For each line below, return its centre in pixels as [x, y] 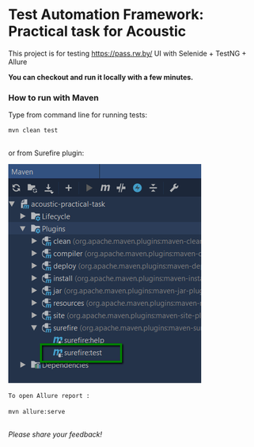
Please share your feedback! [55, 434]
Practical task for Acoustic [97, 31]
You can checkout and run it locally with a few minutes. [101, 77]
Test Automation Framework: [106, 15]
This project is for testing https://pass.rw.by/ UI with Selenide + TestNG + [127, 53]
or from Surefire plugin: [46, 153]
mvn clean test [33, 131]
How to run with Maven [53, 97]
